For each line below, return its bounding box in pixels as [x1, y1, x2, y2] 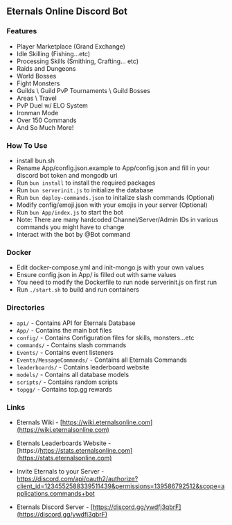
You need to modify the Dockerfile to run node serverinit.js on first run [16, 278, 217, 287]
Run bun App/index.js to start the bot [16, 208, 123, 216]
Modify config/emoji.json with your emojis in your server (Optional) [16, 201, 208, 209]
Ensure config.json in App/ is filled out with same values [16, 271, 177, 279]
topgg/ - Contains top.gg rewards [16, 385, 112, 393]
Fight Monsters [16, 79, 60, 87]
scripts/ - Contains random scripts [16, 378, 118, 386]
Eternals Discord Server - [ [16, 503, 93, 511]
